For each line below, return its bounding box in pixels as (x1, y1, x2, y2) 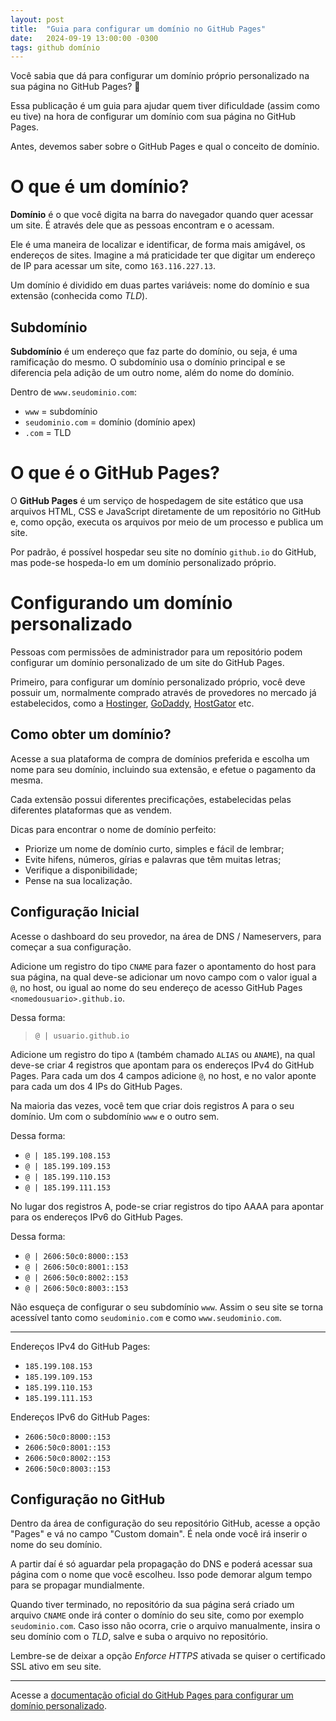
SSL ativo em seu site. (10, 1661, 102, 1673)
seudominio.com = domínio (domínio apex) (24, 416, 197, 428)
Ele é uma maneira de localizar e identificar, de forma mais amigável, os (10, 239, 306, 251)
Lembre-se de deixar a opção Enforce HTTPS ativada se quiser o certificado (10, 1650, 326, 1662)
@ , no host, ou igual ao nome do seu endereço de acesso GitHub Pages (10, 981, 303, 993)
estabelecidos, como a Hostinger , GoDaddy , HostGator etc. (10, 697, 255, 709)
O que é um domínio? (10, 176, 190, 198)
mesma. (10, 774, 43, 786)
